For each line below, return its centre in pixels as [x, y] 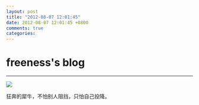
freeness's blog [46, 63]
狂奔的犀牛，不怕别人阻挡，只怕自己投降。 [58, 96]
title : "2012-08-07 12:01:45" [44, 17]
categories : [21, 34]
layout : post [22, 12]
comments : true [25, 28]
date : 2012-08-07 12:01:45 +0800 [47, 22]
